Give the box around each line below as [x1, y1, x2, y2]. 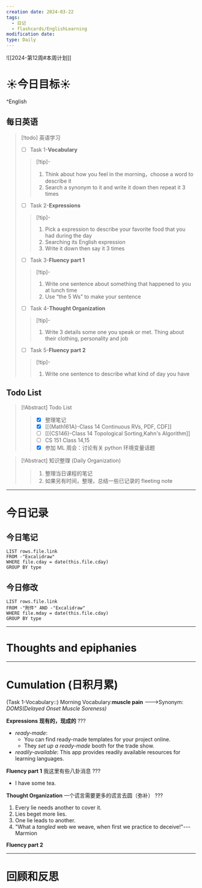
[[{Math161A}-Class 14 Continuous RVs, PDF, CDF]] [44, 423, 172, 430]
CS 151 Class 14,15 [44, 436, 90, 444]
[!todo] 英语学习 [20, 134, 61, 141]
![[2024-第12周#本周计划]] [6, 54, 72, 61]
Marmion [14, 830, 38, 837]
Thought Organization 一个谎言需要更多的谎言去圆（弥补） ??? [6, 792, 164, 799]
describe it [44, 177, 72, 184]
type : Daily [6, 37, 36, 43]
